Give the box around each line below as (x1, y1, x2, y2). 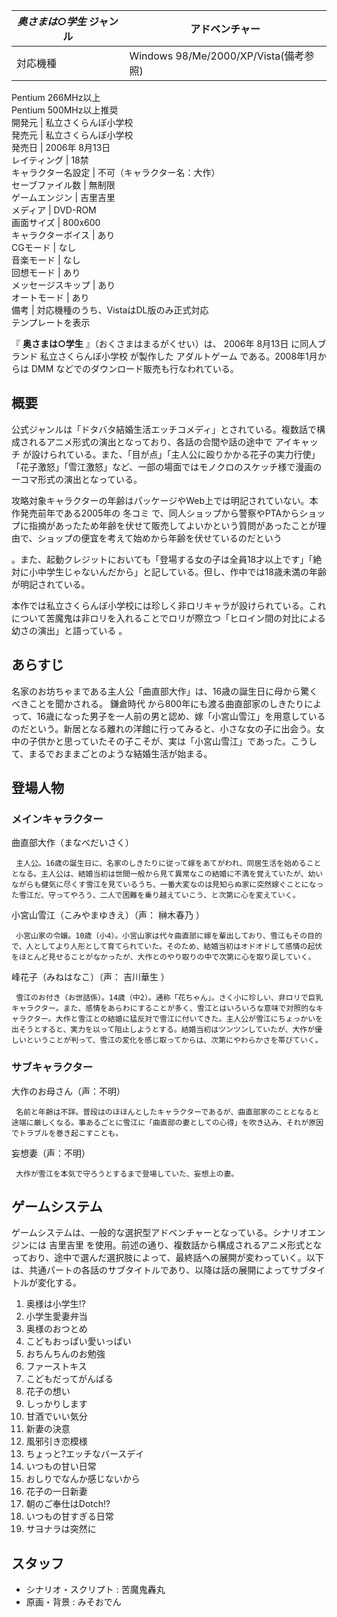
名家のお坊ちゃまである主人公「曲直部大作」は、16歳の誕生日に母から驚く (11, 685, 319, 697)
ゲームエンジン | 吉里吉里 (11, 192, 116, 203)
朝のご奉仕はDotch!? (25, 1498, 111, 1510)
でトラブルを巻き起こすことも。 (11, 1128, 124, 1138)
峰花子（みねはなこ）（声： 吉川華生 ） (11, 971, 170, 983)
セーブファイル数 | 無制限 (11, 179, 116, 191)
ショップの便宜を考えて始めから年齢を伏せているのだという (37, 532, 283, 544)
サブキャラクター (11, 1060, 94, 1074)
